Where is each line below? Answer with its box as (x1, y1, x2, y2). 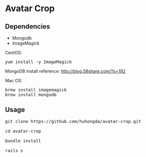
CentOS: (5, 50, 22, 55)
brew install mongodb (5, 92, 57, 97)
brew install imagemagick (5, 87, 67, 92)
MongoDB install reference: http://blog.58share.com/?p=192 (5, 69, 126, 74)
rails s (5, 148, 23, 153)
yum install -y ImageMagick (5, 59, 72, 65)
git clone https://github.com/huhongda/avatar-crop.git (5, 119, 141, 124)
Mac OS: (5, 78, 23, 83)
